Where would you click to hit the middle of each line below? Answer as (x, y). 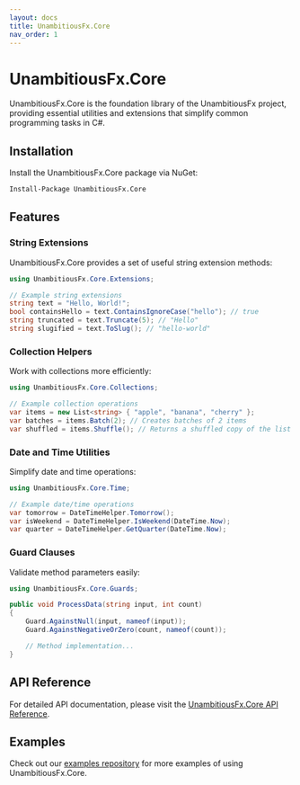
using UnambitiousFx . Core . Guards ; (74, 589)
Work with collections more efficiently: (80, 371)
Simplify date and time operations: (73, 471)
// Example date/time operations (72, 504)
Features (35, 217)
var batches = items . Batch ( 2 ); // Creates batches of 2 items (128, 420)
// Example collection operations (74, 404)
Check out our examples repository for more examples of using (127, 763)
